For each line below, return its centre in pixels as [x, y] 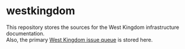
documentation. [25, 33]
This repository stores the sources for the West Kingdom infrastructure [93, 27]
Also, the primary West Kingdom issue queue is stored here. [79, 40]
